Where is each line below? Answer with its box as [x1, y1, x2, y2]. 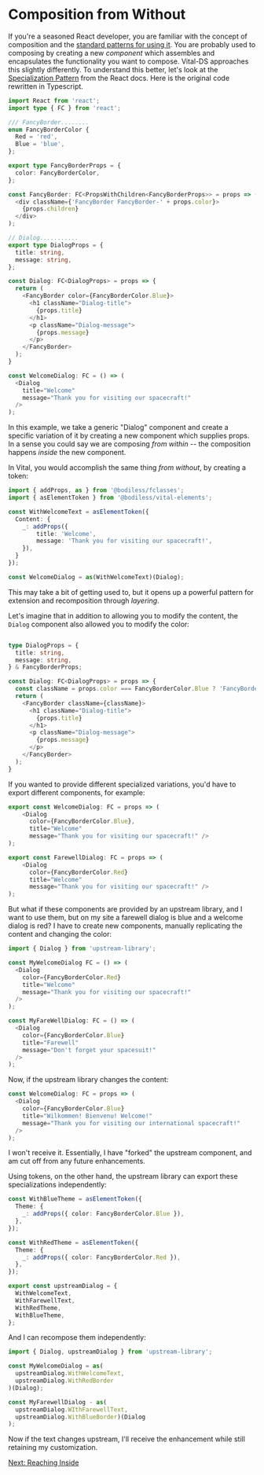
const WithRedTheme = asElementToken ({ [8, 1238, 139, 1246]
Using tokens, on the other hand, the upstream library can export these [8, 1172, 238, 1181]
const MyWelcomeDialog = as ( [8, 1362, 104, 1370]
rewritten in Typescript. [8, 81, 84, 91]
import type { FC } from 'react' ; [8, 104, 122, 112]
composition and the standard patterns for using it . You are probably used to [8, 39, 256, 49]
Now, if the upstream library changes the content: [8, 1075, 169, 1084]
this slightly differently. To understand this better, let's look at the [8, 64, 218, 74]
